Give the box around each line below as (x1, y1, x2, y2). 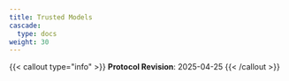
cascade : (9, 21, 42, 30)
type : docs (17, 29, 57, 38)
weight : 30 (9, 37, 49, 47)
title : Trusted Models (9, 12, 93, 22)
